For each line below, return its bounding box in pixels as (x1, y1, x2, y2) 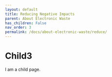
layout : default (5, 7, 38, 12)
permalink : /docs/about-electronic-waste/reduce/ (5, 30, 108, 34)
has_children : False (5, 20, 47, 26)
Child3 (5, 50, 32, 62)
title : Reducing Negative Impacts (5, 12, 75, 16)
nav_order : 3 (5, 25, 32, 30)
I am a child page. (5, 66, 41, 72)
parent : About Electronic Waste (5, 16, 70, 21)
